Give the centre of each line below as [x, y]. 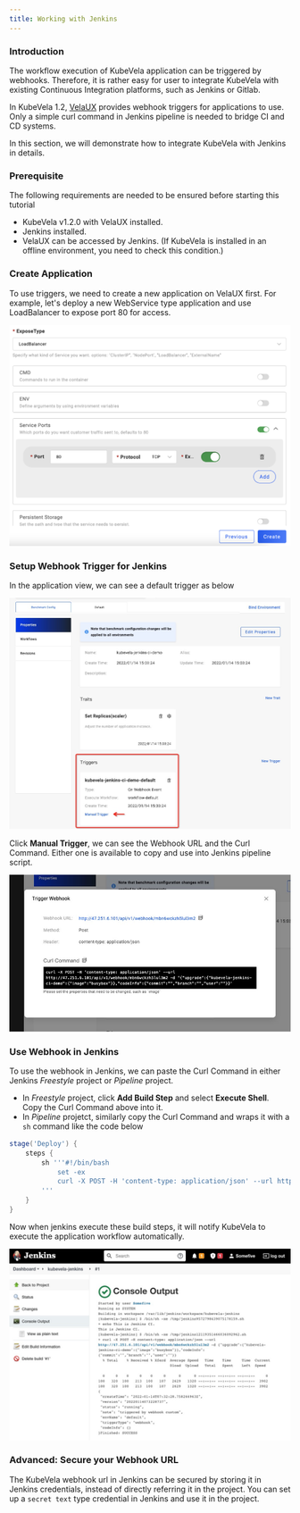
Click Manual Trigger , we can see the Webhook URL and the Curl [130, 843]
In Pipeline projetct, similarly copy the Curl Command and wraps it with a [156, 1116]
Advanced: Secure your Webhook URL [94, 1460]
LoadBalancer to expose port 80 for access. [90, 312]
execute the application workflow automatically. [97, 1236]
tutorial [22, 205]
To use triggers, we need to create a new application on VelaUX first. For [143, 293]
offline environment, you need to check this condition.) [123, 251]
